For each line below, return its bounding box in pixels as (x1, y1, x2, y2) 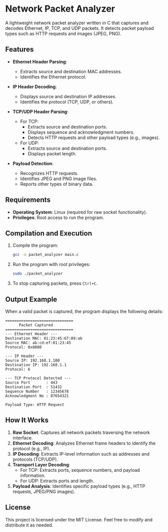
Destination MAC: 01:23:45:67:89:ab (5, 336, 82, 341)
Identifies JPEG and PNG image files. (20, 175, 98, 182)
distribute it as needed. (5, 522, 54, 528)
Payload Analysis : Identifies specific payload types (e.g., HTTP (12, 483, 146, 489)
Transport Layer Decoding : (12, 461, 71, 468)
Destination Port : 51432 (5, 384, 62, 389)
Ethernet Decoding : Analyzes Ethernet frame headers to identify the (12, 440, 156, 446)
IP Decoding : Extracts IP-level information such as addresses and (12, 451, 150, 457)
